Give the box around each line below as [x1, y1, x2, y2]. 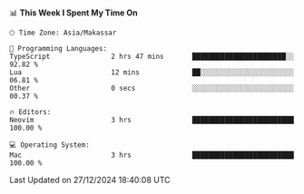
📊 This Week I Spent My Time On [9, 7, 138, 18]
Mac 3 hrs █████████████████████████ [9, 150, 295, 160]
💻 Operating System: [9, 141, 91, 150]
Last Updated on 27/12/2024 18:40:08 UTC [9, 175, 171, 185]
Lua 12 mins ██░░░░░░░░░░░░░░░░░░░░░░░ [9, 68, 295, 77]
